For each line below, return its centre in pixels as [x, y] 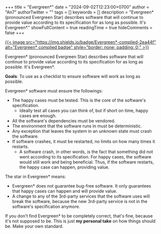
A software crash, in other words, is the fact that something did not [86, 152]
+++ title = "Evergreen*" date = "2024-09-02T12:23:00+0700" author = [77, 7]
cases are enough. [38, 116]
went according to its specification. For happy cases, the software [85, 157]
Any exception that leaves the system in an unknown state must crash [82, 131]
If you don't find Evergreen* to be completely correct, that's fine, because [79, 216]
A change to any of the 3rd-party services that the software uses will [81, 196]
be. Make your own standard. [34, 226]
